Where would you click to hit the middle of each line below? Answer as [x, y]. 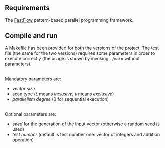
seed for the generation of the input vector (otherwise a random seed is [86, 124]
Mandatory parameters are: [33, 79]
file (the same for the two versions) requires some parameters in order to [80, 53]
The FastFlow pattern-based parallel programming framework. [69, 20]
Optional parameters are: [31, 114]
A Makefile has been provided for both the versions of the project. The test [82, 48]
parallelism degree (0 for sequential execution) [60, 99]
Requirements [27, 8]
